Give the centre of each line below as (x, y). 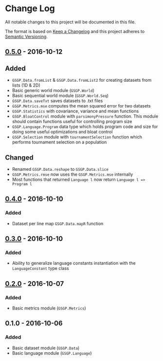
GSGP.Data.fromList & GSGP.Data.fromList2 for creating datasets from (82, 80)
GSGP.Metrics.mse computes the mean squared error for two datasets (81, 106)
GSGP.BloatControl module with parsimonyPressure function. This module (85, 116)
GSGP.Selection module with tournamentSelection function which (77, 137)
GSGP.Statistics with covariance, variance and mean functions (75, 111)
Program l (22, 184)
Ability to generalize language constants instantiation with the (74, 263)
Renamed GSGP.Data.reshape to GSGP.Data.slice (60, 169)
